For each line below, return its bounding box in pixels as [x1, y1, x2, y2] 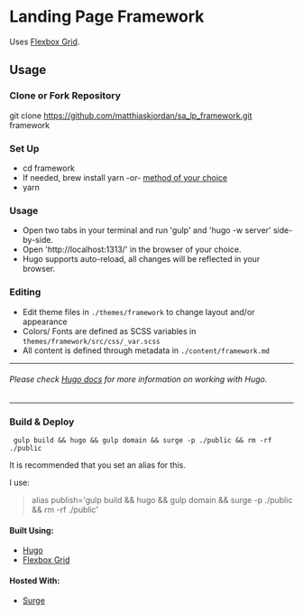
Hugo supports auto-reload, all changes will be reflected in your [22, 254, 261, 265]
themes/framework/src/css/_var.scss [22, 337, 161, 346]
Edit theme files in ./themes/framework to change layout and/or [22, 306, 255, 317]
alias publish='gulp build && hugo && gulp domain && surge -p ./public [31, 495, 293, 506]
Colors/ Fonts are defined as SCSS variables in [22, 325, 197, 336]
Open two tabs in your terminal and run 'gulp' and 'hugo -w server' [22, 225, 272, 236]
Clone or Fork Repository [9, 89, 122, 102]
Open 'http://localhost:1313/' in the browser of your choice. [22, 244, 242, 255]
